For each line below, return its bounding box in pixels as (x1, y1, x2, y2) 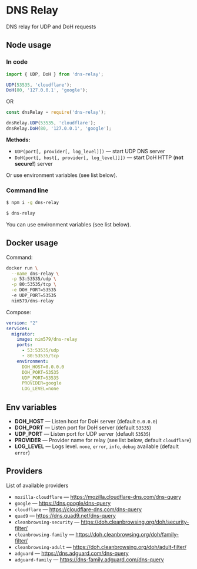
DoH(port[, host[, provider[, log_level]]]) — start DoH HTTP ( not (14, 154, 183, 161)
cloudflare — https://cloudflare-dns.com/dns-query (14, 505, 142, 513)
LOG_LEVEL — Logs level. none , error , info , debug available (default (14, 443, 179, 450)
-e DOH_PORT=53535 (11, 287, 57, 293)
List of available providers (6, 482, 69, 489)
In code (6, 58, 28, 66)
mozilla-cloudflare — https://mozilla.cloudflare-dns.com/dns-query (14, 493, 182, 500)
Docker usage (6, 238, 58, 248)
